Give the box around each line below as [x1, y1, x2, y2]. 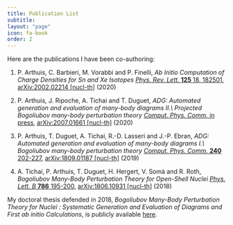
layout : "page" [7, 23, 51, 30]
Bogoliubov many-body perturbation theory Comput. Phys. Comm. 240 [17, 147, 222, 155]
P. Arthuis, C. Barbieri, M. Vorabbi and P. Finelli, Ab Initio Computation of [17, 69, 225, 77]
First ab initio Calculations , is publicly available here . [7, 210, 157, 219]
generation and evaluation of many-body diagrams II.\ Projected [17, 104, 202, 112]
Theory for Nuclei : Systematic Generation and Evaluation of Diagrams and [7, 203, 223, 211]
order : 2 [7, 36, 33, 43]
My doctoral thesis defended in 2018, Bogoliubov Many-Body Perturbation [7, 195, 220, 204]
